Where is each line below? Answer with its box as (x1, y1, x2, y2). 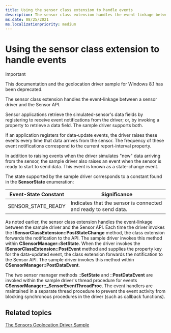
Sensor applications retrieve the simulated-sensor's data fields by (5, 111, 144, 117)
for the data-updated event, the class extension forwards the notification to (5, 251, 163, 257)
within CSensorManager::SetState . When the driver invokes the (5, 240, 140, 247)
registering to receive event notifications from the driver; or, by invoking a (5, 117, 159, 123)
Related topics (5, 308, 52, 317)
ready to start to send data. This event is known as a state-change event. (5, 164, 159, 170)
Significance (101, 191, 133, 198)
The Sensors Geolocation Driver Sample (5, 322, 90, 328)
